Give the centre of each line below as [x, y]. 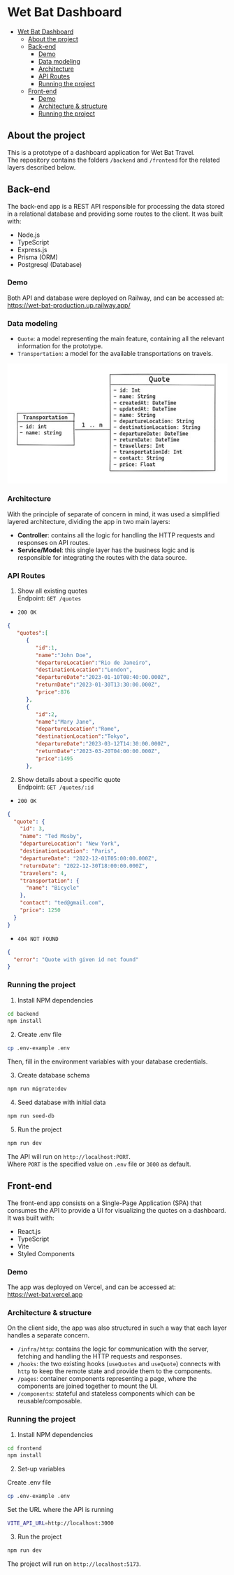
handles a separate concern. [49, 1335]
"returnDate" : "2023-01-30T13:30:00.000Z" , [98, 685]
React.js [29, 1231]
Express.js [32, 249]
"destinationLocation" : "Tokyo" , [82, 736]
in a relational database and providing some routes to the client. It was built [115, 214]
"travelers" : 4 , [44, 873]
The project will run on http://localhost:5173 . [74, 1564]
